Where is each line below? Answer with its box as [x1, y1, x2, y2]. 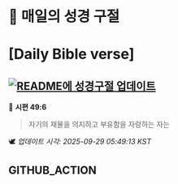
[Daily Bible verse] [8, 45, 135, 63]
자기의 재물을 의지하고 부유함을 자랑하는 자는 [28, 119, 171, 130]
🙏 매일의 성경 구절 [8, 7, 120, 26]
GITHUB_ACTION [8, 163, 98, 177]
